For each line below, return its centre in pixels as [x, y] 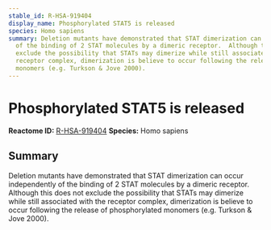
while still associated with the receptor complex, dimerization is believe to [131, 201]
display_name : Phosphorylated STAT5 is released [92, 23]
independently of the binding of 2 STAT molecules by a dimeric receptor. [129, 184]
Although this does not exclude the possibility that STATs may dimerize [126, 192]
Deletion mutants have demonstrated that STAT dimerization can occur [126, 175]
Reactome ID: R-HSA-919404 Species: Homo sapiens [98, 131]
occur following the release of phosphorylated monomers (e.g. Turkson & [130, 210]
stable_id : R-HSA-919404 [50, 16]
